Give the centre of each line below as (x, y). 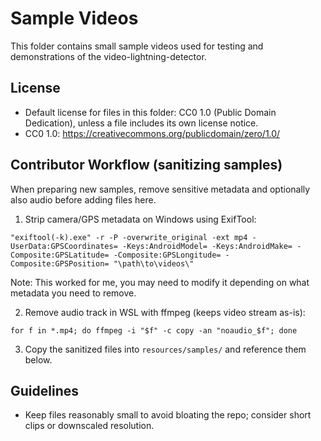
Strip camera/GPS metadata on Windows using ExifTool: (140, 219)
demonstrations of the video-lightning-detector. (108, 56)
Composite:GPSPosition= (60, 263)
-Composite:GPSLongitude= (167, 255)
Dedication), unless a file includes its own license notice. (141, 123)
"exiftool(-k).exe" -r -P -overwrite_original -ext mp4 (129, 237)
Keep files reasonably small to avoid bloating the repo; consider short (168, 415)
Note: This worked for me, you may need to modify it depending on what (160, 282)
